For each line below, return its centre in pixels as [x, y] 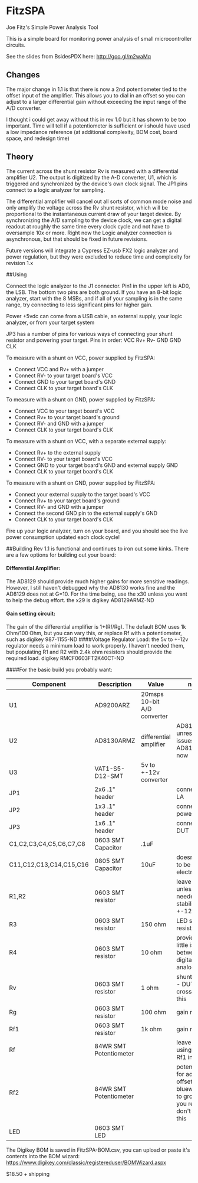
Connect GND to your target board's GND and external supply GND [96, 465]
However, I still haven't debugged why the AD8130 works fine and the [91, 587]
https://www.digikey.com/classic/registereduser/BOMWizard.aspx [86, 1162]
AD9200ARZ [112, 705]
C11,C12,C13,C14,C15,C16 [49, 864]
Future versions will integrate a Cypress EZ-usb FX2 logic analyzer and [92, 250]
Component [49, 684]
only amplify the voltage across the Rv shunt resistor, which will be [87, 207]
